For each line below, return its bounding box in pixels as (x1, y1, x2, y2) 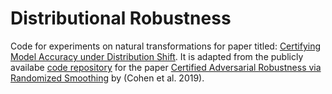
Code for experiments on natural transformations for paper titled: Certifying (10, 40, 322, 52)
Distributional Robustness (10, 7, 232, 30)
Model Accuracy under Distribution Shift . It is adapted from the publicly (10, 50, 304, 62)
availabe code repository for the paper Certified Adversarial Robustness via (10, 61, 322, 73)
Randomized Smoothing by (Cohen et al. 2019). (10, 72, 205, 84)
